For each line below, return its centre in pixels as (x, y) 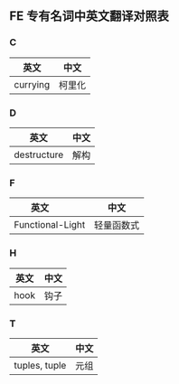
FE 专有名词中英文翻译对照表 (89, 16)
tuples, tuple (40, 365)
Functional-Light (50, 225)
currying (32, 84)
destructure (39, 155)
